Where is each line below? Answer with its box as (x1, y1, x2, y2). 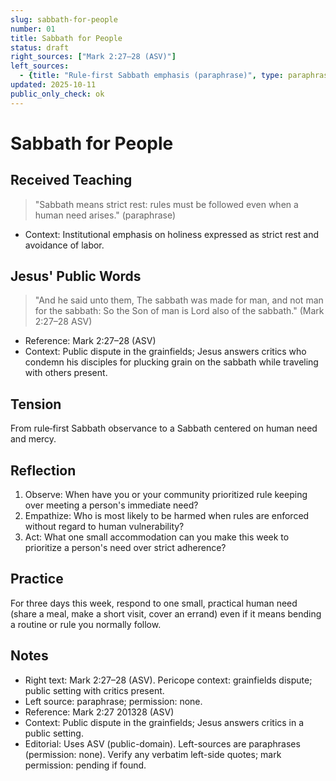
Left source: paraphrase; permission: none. (24, 695, 203, 707)
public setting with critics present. (24, 684, 165, 696)
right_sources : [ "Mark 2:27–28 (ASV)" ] (10, 52, 177, 62)
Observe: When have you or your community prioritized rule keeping (24, 489, 308, 501)
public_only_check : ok (10, 89, 105, 99)
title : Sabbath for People (10, 33, 123, 43)
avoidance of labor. (24, 239, 105, 251)
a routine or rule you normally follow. (10, 618, 162, 630)
